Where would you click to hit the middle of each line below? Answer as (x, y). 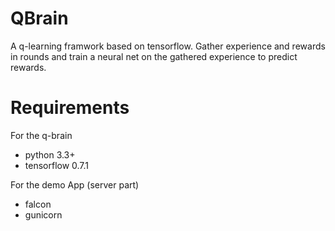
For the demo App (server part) (75, 184)
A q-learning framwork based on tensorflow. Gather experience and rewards (168, 46)
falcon (38, 204)
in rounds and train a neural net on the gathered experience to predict (154, 56)
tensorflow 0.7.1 (57, 165)
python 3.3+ (50, 154)
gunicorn (43, 214)
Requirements (70, 108)
